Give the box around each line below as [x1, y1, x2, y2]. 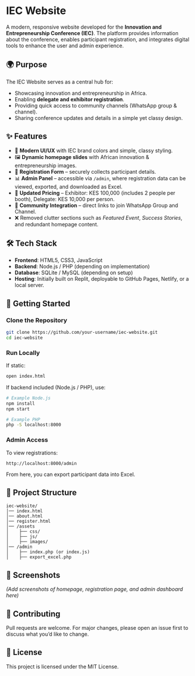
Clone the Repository [6, 316, 68, 324]
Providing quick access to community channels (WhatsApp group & [14, 102, 177, 109]
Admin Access [6, 436, 48, 444]
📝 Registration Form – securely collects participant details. [14, 168, 156, 175]
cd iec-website [6, 334, 43, 340]
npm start [6, 406, 30, 412]
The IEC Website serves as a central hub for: [6, 78, 114, 85]
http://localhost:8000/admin [6, 460, 77, 466]
